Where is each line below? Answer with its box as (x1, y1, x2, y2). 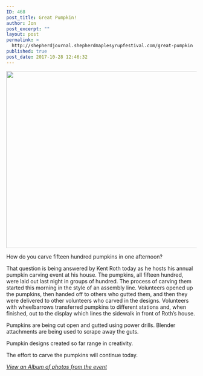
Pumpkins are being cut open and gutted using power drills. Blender (6, 322, 176, 329)
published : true (6, 48, 47, 54)
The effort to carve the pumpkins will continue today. (6, 351, 138, 358)
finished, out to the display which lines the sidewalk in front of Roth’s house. (6, 309, 195, 317)
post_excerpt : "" (6, 25, 50, 32)
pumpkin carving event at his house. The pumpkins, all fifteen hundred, (6, 271, 184, 279)
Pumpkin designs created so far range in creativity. (6, 340, 134, 347)
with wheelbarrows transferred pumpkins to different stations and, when (6, 303, 186, 311)
